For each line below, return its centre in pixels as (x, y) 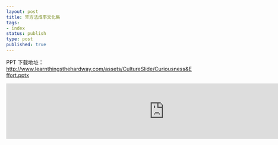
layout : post (22, 12)
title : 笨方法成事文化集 (33, 17)
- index (16, 28)
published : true (26, 45)
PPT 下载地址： (25, 62)
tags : (13, 22)
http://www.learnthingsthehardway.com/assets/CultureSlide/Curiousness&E (99, 69)
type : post (20, 39)
